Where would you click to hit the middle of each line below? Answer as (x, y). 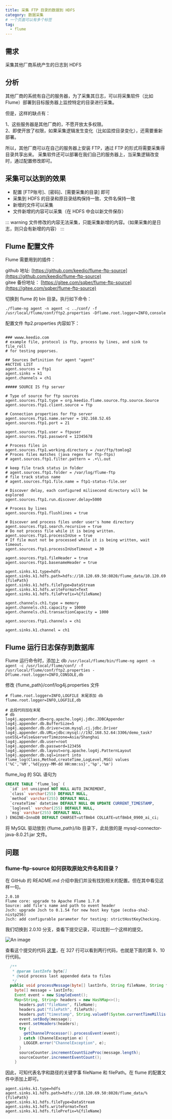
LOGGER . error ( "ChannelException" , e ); (65, 1043)
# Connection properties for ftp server (49, 414)
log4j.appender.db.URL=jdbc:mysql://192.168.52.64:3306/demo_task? (79, 733)
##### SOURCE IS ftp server (35, 387)
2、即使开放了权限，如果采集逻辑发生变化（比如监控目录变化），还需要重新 (84, 130)
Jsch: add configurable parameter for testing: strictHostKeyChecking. (83, 919)
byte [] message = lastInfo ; (44, 990)
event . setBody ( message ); (45, 1019)
